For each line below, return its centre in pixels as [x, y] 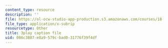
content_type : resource [30, 10]
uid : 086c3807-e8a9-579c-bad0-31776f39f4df [51, 38]
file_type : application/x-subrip [40, 24]
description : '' [22, 14]
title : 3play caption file [33, 33]
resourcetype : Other [27, 28]
